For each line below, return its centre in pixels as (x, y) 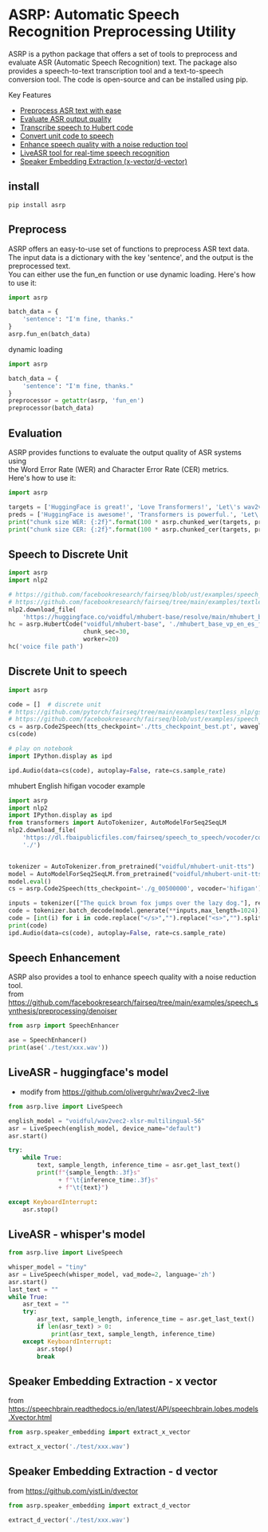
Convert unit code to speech (67, 136)
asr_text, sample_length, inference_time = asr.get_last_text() (146, 1319)
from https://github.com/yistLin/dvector (73, 1490)
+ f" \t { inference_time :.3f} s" (108, 1180)
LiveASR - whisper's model (77, 1234)
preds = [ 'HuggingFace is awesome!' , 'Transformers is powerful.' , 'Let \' (135, 514)
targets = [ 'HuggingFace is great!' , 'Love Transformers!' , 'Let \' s (124, 507)
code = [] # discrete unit (55, 704)
